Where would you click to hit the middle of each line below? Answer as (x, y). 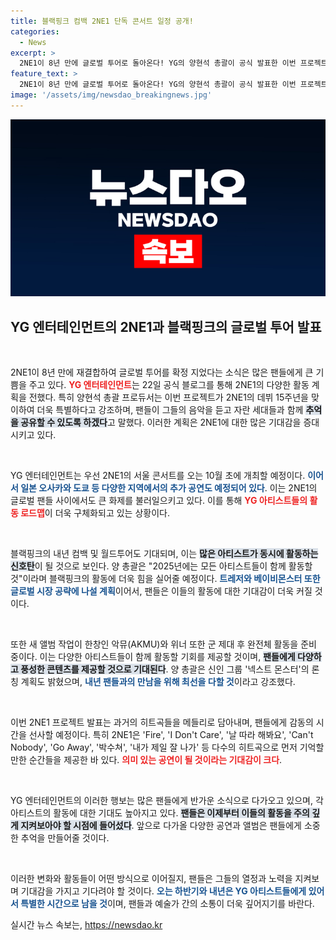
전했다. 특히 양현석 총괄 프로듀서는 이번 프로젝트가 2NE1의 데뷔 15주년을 (169, 397)
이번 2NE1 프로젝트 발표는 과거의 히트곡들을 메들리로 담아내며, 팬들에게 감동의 (162, 722)
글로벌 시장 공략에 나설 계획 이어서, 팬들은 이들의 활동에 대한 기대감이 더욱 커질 (161, 591)
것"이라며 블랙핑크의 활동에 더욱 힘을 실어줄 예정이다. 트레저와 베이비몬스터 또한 (165, 579)
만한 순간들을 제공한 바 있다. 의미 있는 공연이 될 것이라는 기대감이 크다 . (146, 760)
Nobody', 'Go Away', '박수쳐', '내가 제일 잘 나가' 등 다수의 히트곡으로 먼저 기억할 (167, 747)
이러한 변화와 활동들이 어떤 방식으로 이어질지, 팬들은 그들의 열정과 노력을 (151, 879)
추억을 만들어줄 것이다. (65, 838)
